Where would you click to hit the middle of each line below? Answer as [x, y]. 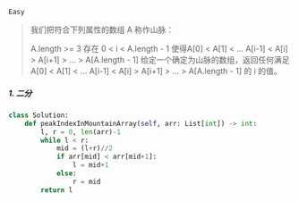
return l [57, 190]
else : [66, 173]
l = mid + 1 [90, 165]
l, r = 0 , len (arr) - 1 [81, 132]
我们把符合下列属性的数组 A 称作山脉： [102, 29]
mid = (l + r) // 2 [85, 148]
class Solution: [38, 115]
